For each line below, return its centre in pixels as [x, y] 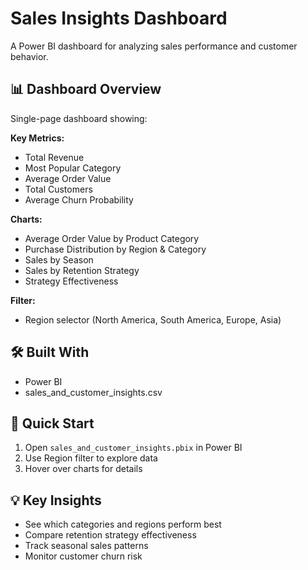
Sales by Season [59, 259]
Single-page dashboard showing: [79, 118]
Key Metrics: [37, 138]
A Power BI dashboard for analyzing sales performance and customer [154, 46]
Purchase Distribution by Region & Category [115, 249]
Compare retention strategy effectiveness [110, 535]
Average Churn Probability [79, 199]
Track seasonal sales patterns [86, 546]
